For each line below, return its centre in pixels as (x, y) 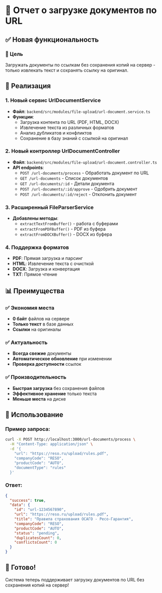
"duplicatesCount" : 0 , (38, 538)
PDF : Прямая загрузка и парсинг (48, 258)
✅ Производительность (36, 377)
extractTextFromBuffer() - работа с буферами (69, 224)
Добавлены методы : (35, 218)
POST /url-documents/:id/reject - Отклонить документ (78, 194)
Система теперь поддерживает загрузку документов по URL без (75, 579)
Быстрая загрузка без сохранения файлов (58, 388)
